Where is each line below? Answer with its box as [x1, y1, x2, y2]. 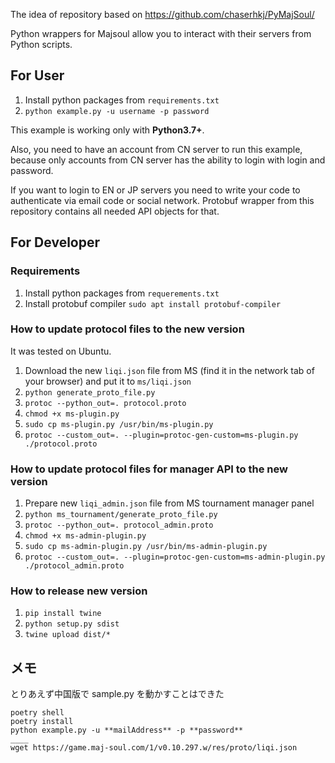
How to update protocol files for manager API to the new [10, 462, 288, 476]
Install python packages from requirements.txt [24, 94, 220, 106]
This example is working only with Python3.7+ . [10, 124, 205, 136]
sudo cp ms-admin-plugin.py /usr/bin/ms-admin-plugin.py [24, 542, 268, 552]
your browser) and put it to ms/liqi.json [24, 375, 192, 387]
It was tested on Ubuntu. [10, 345, 112, 357]
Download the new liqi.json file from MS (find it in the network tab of [24, 364, 315, 376]
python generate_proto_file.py [24, 387, 156, 398]
